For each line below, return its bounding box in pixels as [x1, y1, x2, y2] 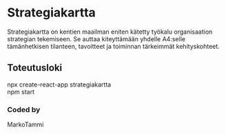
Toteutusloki [7, 62, 63, 74]
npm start [7, 87, 35, 96]
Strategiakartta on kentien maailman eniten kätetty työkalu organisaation [7, 27, 213, 36]
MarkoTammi [7, 120, 44, 129]
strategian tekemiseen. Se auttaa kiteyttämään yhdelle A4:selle [7, 34, 186, 43]
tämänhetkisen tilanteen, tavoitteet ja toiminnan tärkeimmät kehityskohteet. [7, 42, 220, 50]
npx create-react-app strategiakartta [7, 80, 112, 89]
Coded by [7, 104, 41, 114]
